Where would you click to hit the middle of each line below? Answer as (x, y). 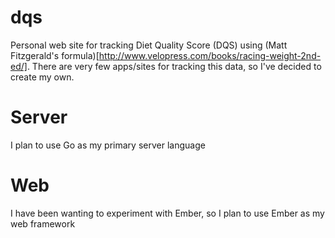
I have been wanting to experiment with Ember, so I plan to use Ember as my (167, 213)
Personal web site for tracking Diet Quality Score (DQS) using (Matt (149, 45)
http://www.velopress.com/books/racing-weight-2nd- (210, 55)
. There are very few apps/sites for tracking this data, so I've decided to (174, 66)
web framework (43, 223)
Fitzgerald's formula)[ (55, 55)
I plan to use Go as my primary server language (108, 145)
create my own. (42, 77)
